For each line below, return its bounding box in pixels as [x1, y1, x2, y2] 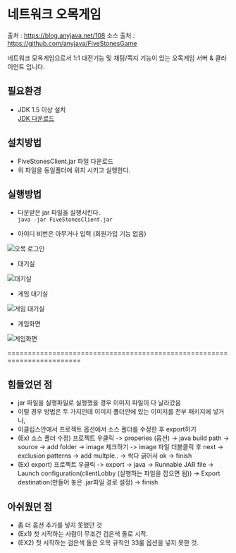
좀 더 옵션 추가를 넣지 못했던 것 [17, 521, 102, 529]
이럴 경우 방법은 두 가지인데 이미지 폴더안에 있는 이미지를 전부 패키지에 [17, 408, 211, 416]
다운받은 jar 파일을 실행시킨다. [17, 208, 101, 217]
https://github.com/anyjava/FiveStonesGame [7, 39, 137, 47]
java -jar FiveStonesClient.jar [17, 216, 113, 223]
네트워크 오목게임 [7, 6, 101, 23]
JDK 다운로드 [17, 114, 55, 122]
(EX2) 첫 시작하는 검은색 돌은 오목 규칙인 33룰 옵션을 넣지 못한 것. [17, 538, 199, 547]
